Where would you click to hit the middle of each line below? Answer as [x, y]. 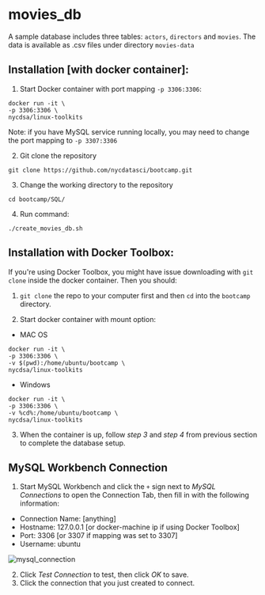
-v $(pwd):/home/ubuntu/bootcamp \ [67, 363]
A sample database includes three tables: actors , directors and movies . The [132, 36]
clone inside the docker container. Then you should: [93, 280]
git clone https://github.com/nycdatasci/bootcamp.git [100, 170]
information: [39, 503]
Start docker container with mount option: [88, 319]
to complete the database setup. [72, 443]
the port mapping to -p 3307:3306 [63, 140]
